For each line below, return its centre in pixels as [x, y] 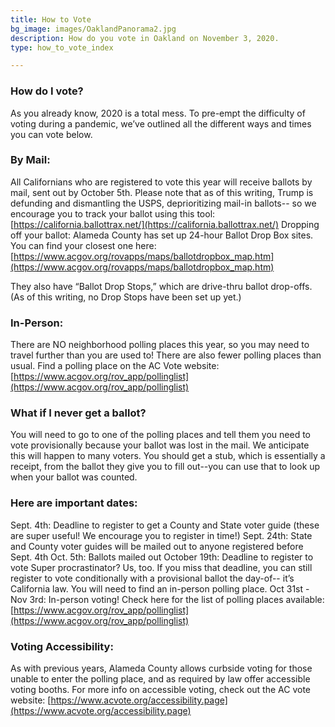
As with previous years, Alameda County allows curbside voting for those [161, 668]
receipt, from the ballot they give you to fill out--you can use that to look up [165, 467]
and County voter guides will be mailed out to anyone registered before [157, 546]
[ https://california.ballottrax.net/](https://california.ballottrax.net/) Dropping [165, 224]
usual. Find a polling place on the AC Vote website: [115, 366]
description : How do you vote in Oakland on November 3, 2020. [145, 38]
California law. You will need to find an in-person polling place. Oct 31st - [160, 588]
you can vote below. [51, 134]
